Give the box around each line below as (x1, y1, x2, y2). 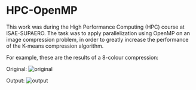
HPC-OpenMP (6, 4, 78, 17)
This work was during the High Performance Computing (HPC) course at (6, 23, 185, 30)
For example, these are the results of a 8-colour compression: (6, 54, 159, 61)
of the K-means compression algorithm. (6, 42, 104, 49)
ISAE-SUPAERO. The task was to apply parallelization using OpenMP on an (6, 29, 190, 36)
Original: (6, 65, 27, 72)
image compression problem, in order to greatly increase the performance (6, 36, 189, 43)
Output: (6, 77, 25, 84)
